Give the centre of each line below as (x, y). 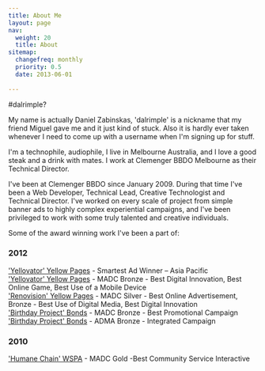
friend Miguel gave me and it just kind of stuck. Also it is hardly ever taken (129, 128)
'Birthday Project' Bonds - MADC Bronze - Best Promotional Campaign (123, 312)
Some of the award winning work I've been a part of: (94, 233)
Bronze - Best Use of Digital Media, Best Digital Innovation (103, 304)
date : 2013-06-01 (44, 74)
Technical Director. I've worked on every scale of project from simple (121, 201)
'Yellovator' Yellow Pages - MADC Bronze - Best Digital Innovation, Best (125, 278)
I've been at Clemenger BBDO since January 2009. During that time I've (125, 184)
